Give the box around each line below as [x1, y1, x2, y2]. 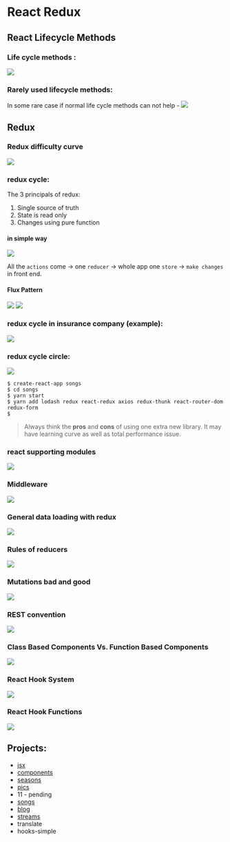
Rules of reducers [7, 544, 68, 554]
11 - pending [17, 790, 52, 798]
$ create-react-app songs [7, 381, 81, 387]
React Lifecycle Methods [7, 32, 116, 44]
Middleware [7, 479, 48, 489]
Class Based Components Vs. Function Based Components [7, 642, 209, 651]
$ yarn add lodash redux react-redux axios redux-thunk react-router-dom [7, 399, 224, 405]
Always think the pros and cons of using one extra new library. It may [23, 423, 222, 431]
